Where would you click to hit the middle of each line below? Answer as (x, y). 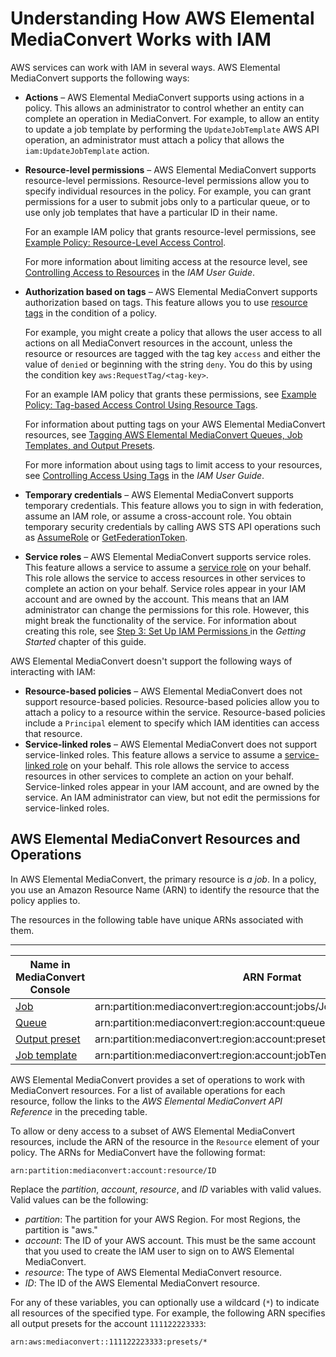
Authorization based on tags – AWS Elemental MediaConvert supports (171, 291)
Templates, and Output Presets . (90, 445)
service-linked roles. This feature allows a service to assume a (153, 754)
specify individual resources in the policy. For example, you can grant (168, 191)
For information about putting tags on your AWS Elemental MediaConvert (175, 424)
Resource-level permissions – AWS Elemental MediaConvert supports (170, 169)
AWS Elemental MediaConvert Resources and (155, 839)
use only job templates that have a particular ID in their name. (151, 212)
